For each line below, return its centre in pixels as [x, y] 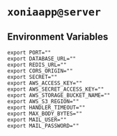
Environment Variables [58, 37]
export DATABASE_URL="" [42, 59]
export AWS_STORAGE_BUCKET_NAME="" [59, 96]
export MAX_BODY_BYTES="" [45, 114]
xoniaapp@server [54, 12]
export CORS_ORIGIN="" [40, 71]
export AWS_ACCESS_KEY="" [45, 83]
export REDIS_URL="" [37, 65]
